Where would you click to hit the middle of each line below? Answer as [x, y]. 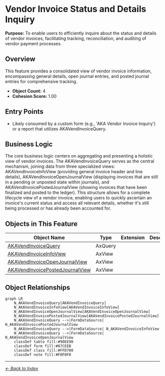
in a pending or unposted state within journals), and [57, 182]
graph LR [14, 299]
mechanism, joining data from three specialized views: [60, 166]
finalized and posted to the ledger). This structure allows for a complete [78, 192]
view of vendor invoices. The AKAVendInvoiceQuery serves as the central [80, 161]
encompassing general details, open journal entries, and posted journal [77, 76]
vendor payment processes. [34, 43]
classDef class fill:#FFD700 [44, 350]
